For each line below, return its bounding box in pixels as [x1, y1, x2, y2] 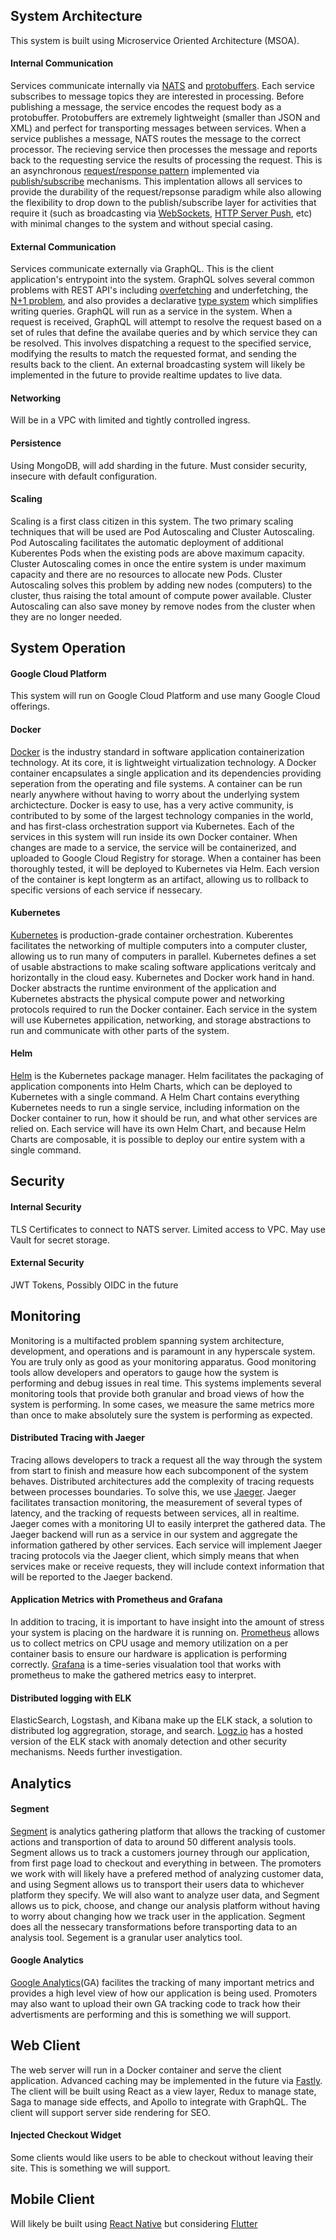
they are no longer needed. [10, 610, 123, 623]
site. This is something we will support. [10, 2162, 171, 2174]
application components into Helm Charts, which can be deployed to [10, 1080, 293, 1093]
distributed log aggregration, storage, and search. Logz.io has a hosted [10, 1725, 304, 1737]
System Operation [10, 640, 127, 657]
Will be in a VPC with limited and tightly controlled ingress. [10, 414, 251, 426]
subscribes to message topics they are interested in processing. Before [10, 90, 305, 103]
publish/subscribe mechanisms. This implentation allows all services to [10, 175, 303, 188]
